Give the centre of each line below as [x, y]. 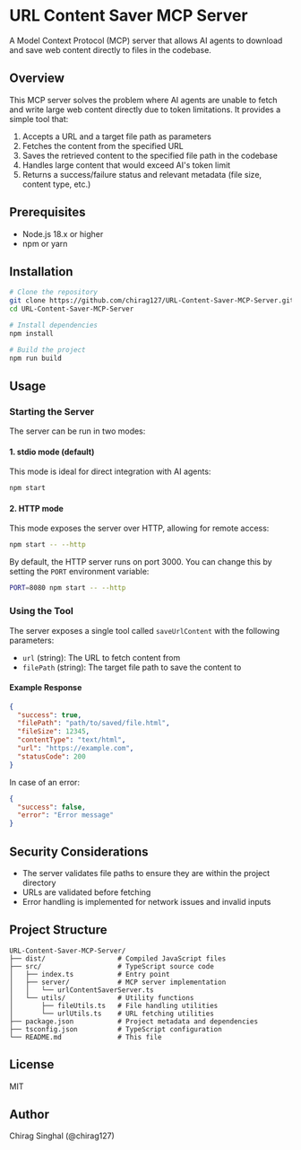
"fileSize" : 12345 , [54, 732]
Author [29, 1115]
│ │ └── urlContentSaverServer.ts [82, 990]
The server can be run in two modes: [77, 431]
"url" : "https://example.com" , [76, 749]
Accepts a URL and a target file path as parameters [117, 136]
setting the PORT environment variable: [79, 572]
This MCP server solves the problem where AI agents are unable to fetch [143, 100]
